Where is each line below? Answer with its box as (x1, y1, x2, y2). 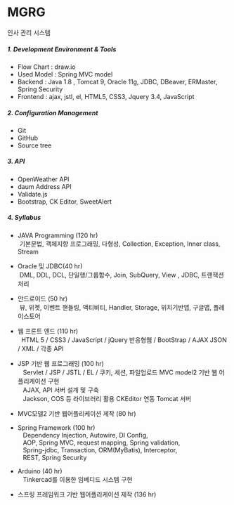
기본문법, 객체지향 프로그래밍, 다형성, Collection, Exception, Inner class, (19, 240, 221, 248)
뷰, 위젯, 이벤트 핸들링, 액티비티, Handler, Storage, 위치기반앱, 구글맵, (19, 303, 212, 311)
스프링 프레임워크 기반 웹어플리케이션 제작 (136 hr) (17, 490, 157, 499)
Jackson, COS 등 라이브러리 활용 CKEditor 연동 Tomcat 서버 (22, 394, 192, 402)
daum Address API (17, 182, 72, 190)
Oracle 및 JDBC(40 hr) (17, 261, 83, 270)
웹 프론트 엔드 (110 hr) (17, 327, 79, 335)
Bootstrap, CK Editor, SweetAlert (17, 197, 112, 206)
